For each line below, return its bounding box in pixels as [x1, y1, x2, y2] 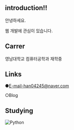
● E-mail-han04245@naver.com [5, 83, 69, 89]
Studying [5, 107, 33, 115]
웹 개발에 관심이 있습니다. [5, 28, 53, 34]
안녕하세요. [5, 17, 26, 23]
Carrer [5, 42, 25, 51]
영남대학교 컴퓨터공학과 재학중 [5, 56, 62, 61]
